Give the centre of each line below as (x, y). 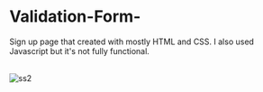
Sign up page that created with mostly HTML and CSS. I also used (132, 41)
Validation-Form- (75, 17)
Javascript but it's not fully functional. (80, 51)
